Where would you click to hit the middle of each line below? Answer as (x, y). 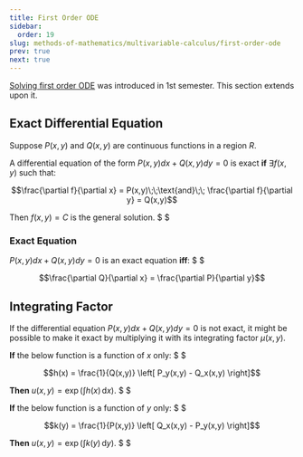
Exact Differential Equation (86, 124)
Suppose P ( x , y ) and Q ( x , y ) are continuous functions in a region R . (133, 145)
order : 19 (36, 34)
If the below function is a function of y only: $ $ (98, 407)
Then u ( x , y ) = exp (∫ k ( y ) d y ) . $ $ (70, 443)
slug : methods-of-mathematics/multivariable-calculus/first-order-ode (145, 43)
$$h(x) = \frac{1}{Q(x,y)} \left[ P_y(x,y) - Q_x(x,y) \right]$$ (152, 373)
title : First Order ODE (54, 18)
